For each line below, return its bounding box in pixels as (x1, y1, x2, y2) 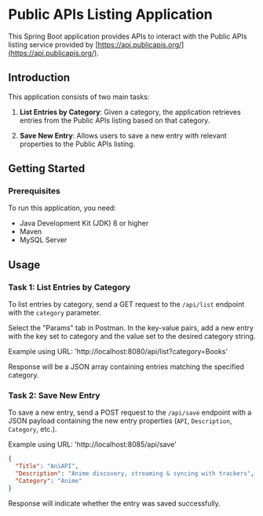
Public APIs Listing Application (8, 6, 214, 24)
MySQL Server (19, 235, 68, 245)
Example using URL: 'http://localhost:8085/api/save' (8, 440, 177, 449)
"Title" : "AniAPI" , (15, 463, 79, 470)
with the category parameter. (8, 308, 101, 318)
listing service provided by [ (8, 39, 98, 49)
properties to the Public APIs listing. (19, 139, 136, 149)
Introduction (8, 71, 71, 84)
